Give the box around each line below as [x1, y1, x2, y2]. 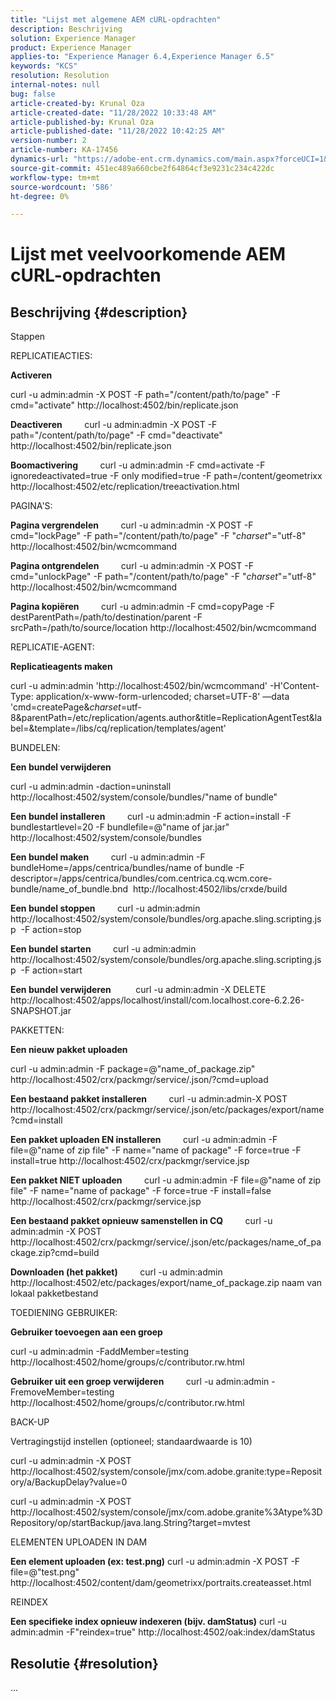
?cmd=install [10, 1114, 63, 1126]
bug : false [10, 89, 56, 99]
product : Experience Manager [10, 42, 132, 53]
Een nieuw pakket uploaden [10, 1044, 128, 1056]
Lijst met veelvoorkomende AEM [10, 243, 287, 266]
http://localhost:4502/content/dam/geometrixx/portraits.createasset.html [10, 1577, 312, 1589]
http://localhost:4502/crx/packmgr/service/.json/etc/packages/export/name [10, 1104, 325, 1116]
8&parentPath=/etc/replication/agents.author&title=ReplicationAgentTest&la [10, 712, 323, 724]
